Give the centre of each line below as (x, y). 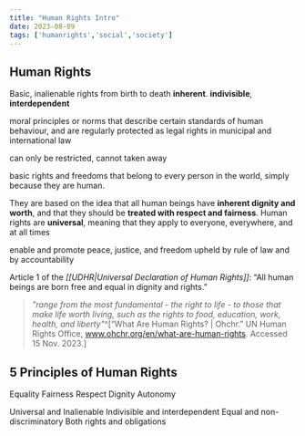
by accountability (42, 260)
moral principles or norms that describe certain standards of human (137, 121)
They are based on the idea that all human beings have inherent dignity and (152, 203)
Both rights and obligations (116, 421)
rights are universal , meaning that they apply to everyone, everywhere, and (151, 223)
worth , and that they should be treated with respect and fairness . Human (149, 213)
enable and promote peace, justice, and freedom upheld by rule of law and (149, 250)
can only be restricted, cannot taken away (88, 158)
